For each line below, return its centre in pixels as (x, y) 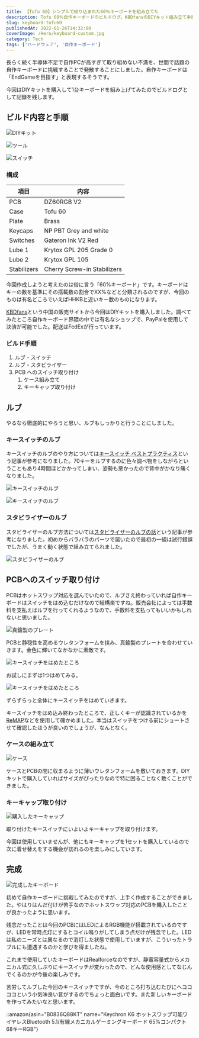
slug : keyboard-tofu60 (34, 22)
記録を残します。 (37, 97)
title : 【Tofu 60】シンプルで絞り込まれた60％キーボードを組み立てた (82, 12)
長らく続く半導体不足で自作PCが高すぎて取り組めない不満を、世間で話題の (98, 62)
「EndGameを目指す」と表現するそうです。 (59, 77)
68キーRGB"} (22, 1029)
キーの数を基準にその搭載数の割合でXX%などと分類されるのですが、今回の (98, 292)
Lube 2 (19, 259)
